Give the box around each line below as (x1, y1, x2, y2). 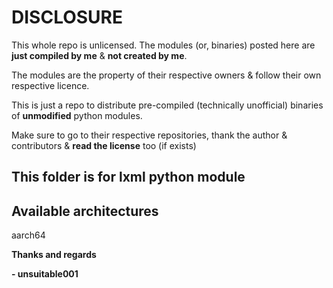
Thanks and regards (11, 249, 97, 261)
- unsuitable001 (11, 268, 79, 280)
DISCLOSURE (11, 6, 123, 29)
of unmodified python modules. (11, 109, 143, 121)
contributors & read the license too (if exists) (11, 139, 197, 151)
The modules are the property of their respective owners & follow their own (11, 69, 322, 81)
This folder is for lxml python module (11, 169, 246, 186)
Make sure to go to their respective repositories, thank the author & (11, 129, 288, 141)
